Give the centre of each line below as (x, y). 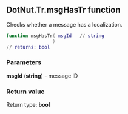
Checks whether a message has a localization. (64, 24)
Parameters (24, 62)
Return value (25, 92)
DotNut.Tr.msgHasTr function (63, 10)
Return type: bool (28, 105)
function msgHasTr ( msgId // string (55, 36)
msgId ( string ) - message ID (42, 76)
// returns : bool (28, 47)
